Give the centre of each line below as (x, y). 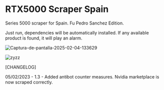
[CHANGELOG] (21, 67)
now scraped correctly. (29, 82)
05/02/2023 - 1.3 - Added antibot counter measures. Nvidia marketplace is (82, 76)
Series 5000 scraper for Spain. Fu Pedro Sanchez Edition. (64, 23)
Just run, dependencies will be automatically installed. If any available (77, 32)
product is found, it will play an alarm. (44, 38)
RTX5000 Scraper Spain (57, 9)
